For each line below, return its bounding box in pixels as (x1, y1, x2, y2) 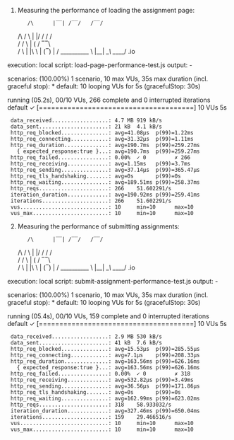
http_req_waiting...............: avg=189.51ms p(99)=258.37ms (10, 179, 200, 186)
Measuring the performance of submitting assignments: (17, 222, 180, 231)
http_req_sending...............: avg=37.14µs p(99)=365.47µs (10, 166, 200, 173)
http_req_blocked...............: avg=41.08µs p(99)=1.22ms (10, 129, 194, 137)
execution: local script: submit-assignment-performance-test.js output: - (7, 277, 218, 285)
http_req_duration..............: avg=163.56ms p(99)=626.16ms (10, 358, 200, 365)
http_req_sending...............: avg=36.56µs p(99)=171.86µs (10, 383, 200, 390)
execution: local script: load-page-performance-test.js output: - (7, 61, 192, 69)
